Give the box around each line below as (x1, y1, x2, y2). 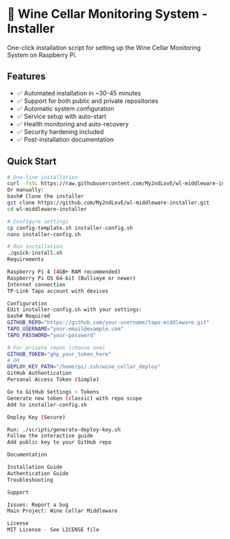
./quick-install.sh (7, 250, 63, 257)
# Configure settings (7, 218, 69, 225)
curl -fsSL (7, 180, 38, 187)
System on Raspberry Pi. (7, 51, 77, 59)
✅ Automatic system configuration (16, 104, 114, 113)
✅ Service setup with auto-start (16, 112, 107, 120)
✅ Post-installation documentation (16, 135, 114, 144)
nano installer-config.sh (7, 231, 81, 238)
